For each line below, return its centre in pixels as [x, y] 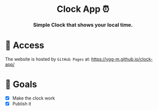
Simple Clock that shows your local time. [83, 25]
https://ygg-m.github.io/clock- [122, 59]
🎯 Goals [21, 84]
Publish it [21, 104]
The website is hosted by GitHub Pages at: [48, 59]
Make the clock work [34, 98]
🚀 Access [25, 45]
